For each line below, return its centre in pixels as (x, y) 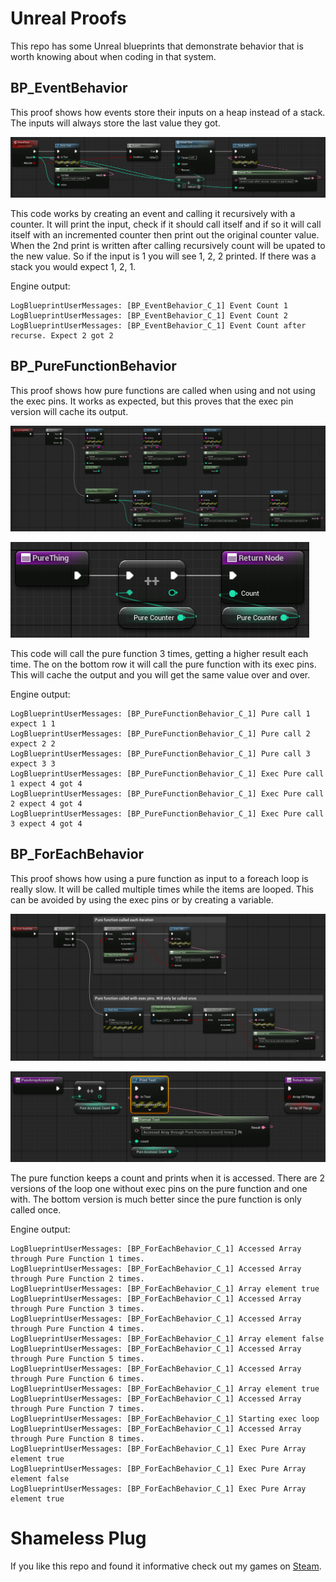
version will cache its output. (69, 411)
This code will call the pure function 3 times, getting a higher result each (159, 653)
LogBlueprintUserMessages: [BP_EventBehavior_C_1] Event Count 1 (149, 305)
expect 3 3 (33, 763)
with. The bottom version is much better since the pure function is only (156, 1199)
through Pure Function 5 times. (77, 1358)
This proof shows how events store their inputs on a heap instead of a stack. (168, 112)
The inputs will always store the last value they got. (115, 123)
